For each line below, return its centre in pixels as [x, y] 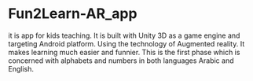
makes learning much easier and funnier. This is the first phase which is [124, 52]
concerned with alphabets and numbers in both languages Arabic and [121, 61]
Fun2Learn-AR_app [73, 14]
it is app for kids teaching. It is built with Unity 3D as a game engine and [124, 35]
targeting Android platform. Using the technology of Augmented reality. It [126, 43]
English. [21, 68]
